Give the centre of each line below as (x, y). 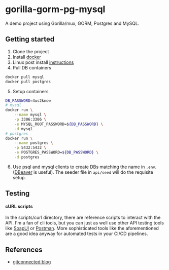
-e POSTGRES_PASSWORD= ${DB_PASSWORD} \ (57, 152)
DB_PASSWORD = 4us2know (28, 101)
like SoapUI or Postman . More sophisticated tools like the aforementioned (82, 228)
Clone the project (31, 51)
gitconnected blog (32, 262)
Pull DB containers (32, 67)
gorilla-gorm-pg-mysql (55, 9)
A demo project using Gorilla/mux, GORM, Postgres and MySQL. (72, 23)
